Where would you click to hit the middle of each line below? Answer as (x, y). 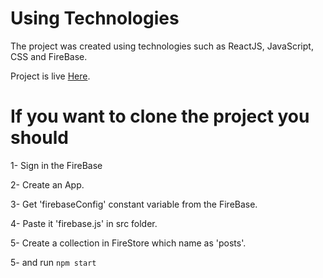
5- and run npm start (53, 262)
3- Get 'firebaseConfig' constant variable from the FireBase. (134, 204)
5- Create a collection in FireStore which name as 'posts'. (128, 243)
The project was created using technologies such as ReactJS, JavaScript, (162, 46)
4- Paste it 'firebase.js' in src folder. (84, 223)
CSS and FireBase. (49, 56)
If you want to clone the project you (160, 116)
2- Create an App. (47, 184)
